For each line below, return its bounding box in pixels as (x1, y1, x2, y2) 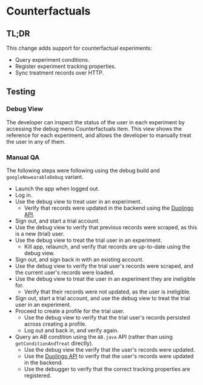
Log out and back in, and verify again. (24, 326, 119, 334)
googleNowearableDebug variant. (6, 173, 84, 180)
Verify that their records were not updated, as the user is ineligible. (24, 288, 191, 295)
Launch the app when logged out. (15, 185, 100, 192)
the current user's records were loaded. (15, 269, 115, 276)
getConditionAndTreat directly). (15, 340, 94, 347)
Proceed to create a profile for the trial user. (15, 307, 125, 315)
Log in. (15, 191, 33, 198)
